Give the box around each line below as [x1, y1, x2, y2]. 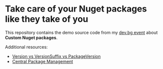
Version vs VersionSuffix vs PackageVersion [12, 53, 101, 59]
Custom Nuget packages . [5, 35, 58, 41]
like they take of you [5, 14, 89, 25]
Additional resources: [5, 44, 48, 50]
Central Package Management [12, 58, 73, 64]
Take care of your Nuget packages [5, 3, 147, 14]
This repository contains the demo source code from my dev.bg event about [5, 29, 158, 35]
